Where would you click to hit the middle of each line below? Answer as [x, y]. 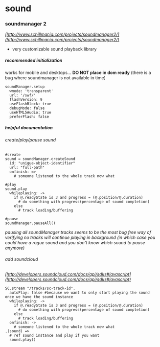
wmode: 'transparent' [32, 91]
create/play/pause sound [31, 140]
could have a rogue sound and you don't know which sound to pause [75, 243]
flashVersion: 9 [26, 100]
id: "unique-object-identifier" [43, 163]
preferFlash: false [29, 117]
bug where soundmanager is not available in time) [56, 78]
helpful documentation [29, 128]
